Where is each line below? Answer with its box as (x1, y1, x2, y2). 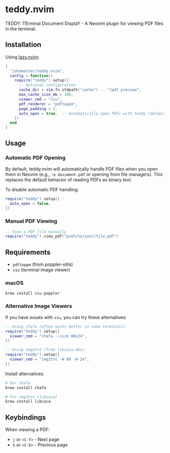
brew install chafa (5, 385, 47, 390)
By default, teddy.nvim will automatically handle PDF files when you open (5, 166, 158, 172)
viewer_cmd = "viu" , (18, 96, 62, 102)
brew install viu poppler (5, 291, 60, 296)
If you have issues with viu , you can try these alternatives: (5, 314, 127, 320)
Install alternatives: (5, 370, 45, 376)
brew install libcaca (5, 399, 51, 404)
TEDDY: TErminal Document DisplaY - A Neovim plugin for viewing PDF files (5, 20, 163, 26)
